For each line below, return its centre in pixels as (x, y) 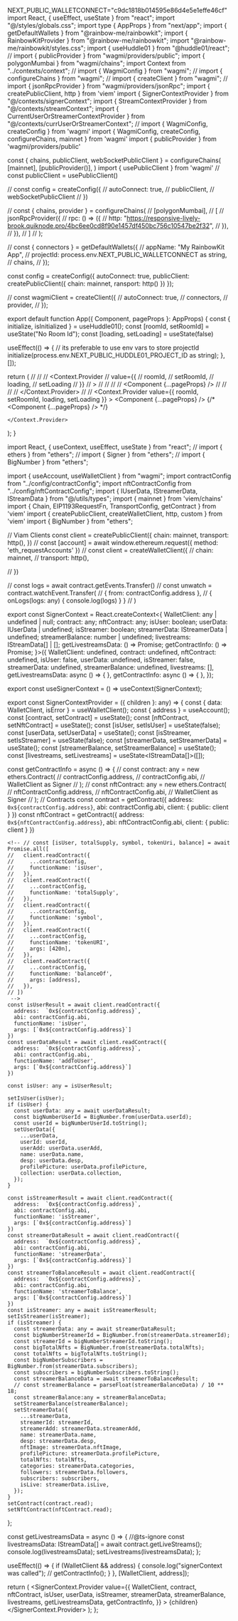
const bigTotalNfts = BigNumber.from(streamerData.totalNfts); (109, 1348)
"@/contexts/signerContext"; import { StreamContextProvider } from (107, 101)
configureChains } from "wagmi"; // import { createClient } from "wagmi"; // (118, 78)
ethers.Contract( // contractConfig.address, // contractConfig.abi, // (106, 777)
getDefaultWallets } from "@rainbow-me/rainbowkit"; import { (98, 33)
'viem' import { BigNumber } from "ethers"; (70, 521)
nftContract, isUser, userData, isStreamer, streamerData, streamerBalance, (117, 1594)
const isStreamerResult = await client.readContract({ (90, 1198)
